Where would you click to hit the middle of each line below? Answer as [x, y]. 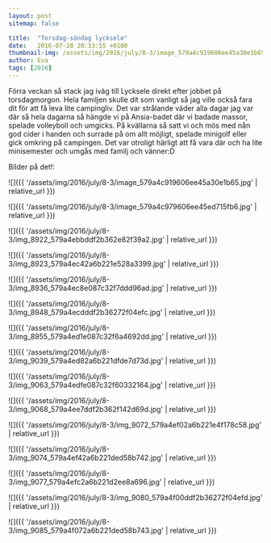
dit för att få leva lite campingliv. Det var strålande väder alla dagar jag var [131, 108]
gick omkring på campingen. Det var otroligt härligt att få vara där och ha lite [135, 142]
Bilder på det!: [31, 166]
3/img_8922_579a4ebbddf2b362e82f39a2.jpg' [87, 239]
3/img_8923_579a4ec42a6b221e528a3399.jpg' [87, 263]
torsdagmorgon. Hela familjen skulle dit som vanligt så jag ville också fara [130, 99]
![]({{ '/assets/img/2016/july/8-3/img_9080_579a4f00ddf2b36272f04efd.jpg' [135, 497]
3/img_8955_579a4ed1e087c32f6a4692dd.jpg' [86, 336]
